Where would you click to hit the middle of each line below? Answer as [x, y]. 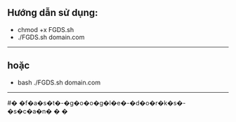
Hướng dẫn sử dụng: [53, 13]
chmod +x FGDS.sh [46, 29]
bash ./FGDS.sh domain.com [59, 82]
